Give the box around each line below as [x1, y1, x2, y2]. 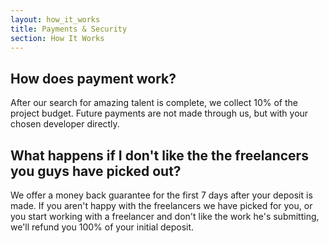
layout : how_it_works [10, 14, 101, 25]
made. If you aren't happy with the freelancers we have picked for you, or [10, 200, 313, 211]
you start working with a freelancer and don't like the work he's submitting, [10, 211, 320, 222]
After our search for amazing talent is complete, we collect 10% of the [10, 97, 298, 109]
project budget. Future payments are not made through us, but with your [10, 107, 309, 120]
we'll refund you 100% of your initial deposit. [10, 221, 195, 233]
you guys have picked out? [10, 162, 182, 180]
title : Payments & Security [10, 24, 128, 34]
